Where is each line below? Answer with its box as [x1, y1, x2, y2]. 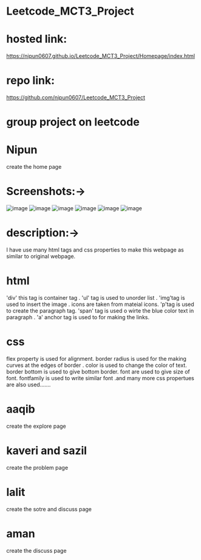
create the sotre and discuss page [6, 505, 92, 512]
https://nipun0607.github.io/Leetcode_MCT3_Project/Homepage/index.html [6, 52, 196, 60]
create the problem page [6, 464, 69, 471]
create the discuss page [6, 547, 67, 554]
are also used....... [6, 381, 51, 388]
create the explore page [6, 422, 67, 430]
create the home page [6, 163, 62, 171]
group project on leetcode [6, 115, 140, 129]
